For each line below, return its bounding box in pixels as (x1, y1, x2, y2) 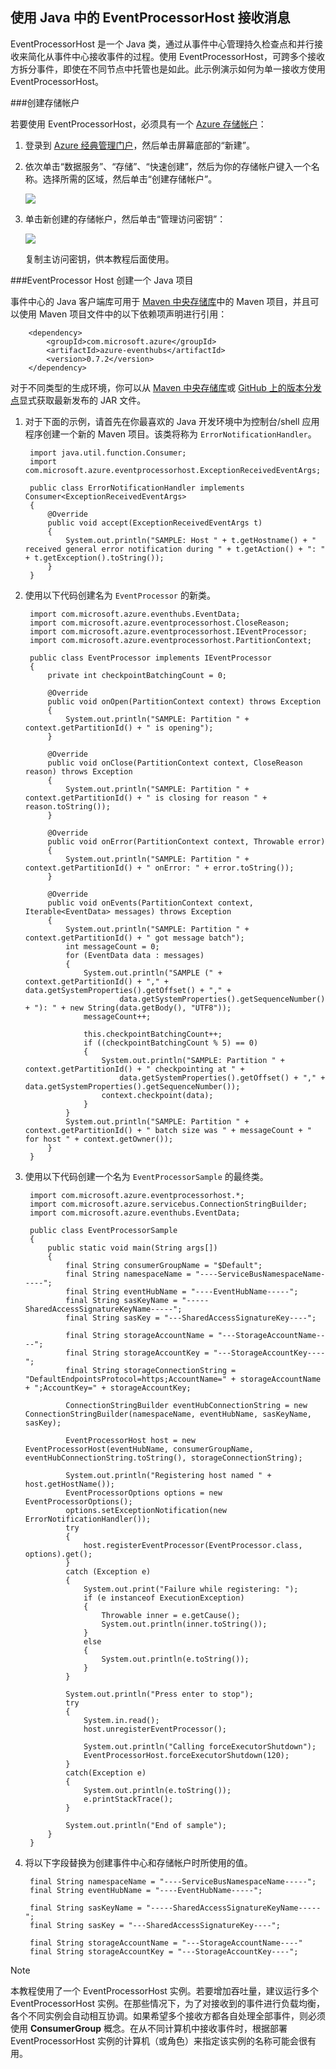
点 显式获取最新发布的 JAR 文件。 (10, 394, 147, 406)
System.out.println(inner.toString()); (101, 1619, 268, 1629)
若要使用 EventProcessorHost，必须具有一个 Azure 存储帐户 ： (10, 118, 267, 130)
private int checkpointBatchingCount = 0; (47, 670, 227, 680)
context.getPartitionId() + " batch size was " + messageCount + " (24, 1125, 312, 1135)
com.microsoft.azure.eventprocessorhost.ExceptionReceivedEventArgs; (24, 465, 322, 475)
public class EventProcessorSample (29, 1225, 178, 1235)
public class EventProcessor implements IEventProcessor (29, 653, 272, 663)
